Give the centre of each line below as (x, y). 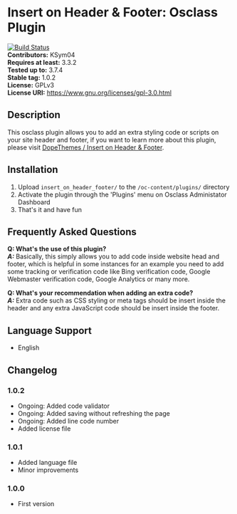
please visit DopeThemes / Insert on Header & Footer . (86, 147)
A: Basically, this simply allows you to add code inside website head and (113, 256)
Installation (33, 170)
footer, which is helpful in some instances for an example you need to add (116, 264)
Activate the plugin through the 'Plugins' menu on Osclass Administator (122, 194)
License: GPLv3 (31, 85)
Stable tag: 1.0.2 (31, 77)
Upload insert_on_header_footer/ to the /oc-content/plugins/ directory (123, 187)
